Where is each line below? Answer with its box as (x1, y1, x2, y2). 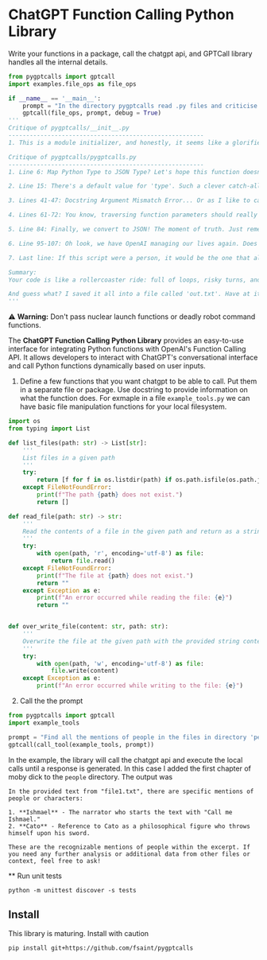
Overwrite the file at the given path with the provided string (22, 637, 240, 645)
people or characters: (8, 794, 83, 803)
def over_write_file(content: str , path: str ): (8, 623, 169, 631)
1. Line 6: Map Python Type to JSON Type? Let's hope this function (8, 168, 240, 176)
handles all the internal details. (8, 57, 109, 67)
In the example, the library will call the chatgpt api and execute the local (8, 755, 243, 764)
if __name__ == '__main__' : (8, 94, 102, 103)
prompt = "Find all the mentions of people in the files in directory (8, 733, 247, 741)
